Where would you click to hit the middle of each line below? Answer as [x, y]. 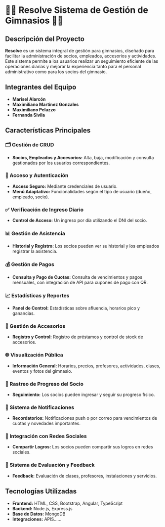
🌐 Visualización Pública [34, 355]
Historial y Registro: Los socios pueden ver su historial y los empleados [86, 246]
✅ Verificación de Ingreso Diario [44, 210]
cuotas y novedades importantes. [46, 423]
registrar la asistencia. [35, 251]
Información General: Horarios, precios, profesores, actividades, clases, [86, 366]
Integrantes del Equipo [41, 87]
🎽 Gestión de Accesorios [35, 326]
